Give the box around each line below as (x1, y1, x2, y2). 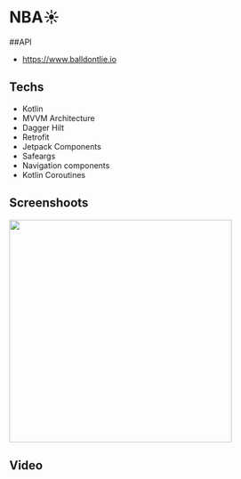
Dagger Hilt (21, 122, 65, 133)
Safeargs (21, 150, 56, 161)
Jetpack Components (21, 141, 102, 151)
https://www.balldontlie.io (21, 53, 117, 64)
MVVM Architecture (21, 112, 95, 123)
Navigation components (21, 159, 110, 171)
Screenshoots (9, 195, 89, 211)
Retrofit (21, 132, 50, 142)
